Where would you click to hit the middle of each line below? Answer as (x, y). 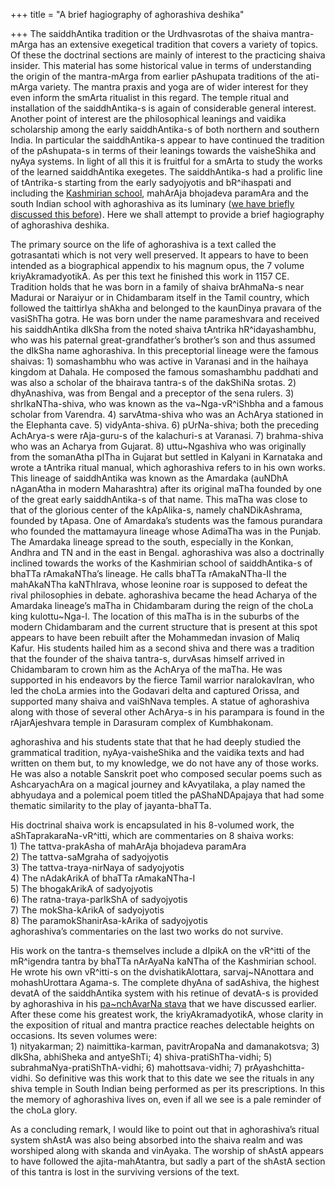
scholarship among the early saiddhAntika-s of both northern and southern (165, 129)
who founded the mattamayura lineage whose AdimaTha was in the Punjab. (166, 531)
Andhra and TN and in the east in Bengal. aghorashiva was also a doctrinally (167, 552)
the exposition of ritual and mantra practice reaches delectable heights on (162, 1025)
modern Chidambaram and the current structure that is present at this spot (164, 627)
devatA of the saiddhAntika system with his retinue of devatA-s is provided (164, 993)
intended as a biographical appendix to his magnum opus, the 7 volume (157, 265)
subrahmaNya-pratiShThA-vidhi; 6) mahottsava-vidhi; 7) (126, 1067)
